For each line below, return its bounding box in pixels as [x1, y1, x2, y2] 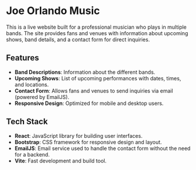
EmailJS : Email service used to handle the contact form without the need [14, 145, 191, 152]
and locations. [14, 81, 49, 88]
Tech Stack [6, 117, 48, 127]
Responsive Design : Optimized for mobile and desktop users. [14, 100, 164, 107]
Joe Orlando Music [6, 4, 101, 18]
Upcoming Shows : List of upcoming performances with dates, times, [14, 74, 181, 81]
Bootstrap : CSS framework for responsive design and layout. [14, 138, 162, 145]
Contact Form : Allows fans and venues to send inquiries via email [14, 87, 174, 94]
